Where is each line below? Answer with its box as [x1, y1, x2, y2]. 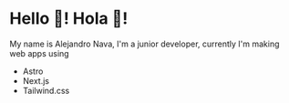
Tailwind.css [22, 85, 70, 96]
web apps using [9, 47, 70, 58]
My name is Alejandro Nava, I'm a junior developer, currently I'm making [9, 38, 280, 49]
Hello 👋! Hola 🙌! [9, 8, 129, 29]
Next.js [22, 75, 50, 86]
